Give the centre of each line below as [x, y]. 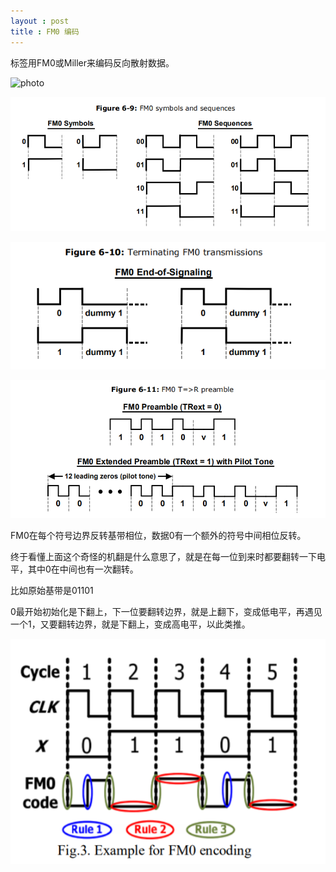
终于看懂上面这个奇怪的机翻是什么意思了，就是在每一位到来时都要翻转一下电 [168, 556]
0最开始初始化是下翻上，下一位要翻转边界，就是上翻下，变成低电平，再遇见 [166, 611]
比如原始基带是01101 [52, 590]
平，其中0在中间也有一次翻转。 [74, 569]
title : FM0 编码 [45, 31]
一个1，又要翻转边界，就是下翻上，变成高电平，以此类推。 [130, 624]
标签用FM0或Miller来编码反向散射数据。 [92, 62]
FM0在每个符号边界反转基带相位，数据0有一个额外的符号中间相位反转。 [158, 535]
